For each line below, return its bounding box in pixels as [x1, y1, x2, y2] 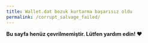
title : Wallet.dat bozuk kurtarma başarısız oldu [6, 8, 133, 15]
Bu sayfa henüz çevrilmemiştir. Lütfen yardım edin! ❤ [6, 30, 143, 37]
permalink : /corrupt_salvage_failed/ [6, 14, 101, 20]
